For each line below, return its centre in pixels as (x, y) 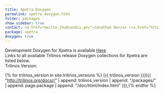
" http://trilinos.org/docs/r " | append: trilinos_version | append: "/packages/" (81, 80)
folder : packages (23, 18)
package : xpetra (21, 32)
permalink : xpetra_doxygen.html (38, 14)
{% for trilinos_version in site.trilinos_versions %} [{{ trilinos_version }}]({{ (78, 75)
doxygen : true (19, 37)
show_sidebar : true (25, 23)
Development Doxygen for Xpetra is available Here (56, 50)
